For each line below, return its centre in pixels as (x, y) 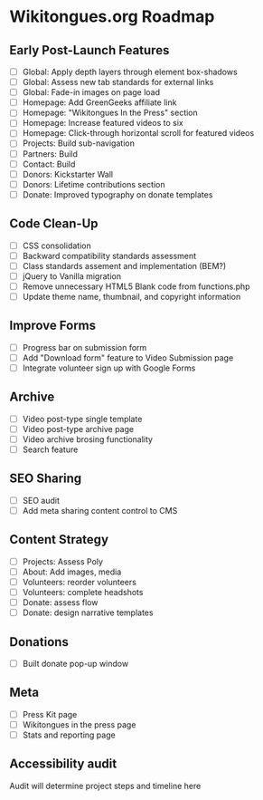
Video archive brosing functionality (88, 439)
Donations (39, 642)
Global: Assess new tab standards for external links (118, 82)
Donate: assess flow (60, 602)
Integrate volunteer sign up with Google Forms (109, 368)
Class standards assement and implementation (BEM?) (124, 265)
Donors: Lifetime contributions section (94, 184)
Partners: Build (50, 154)
